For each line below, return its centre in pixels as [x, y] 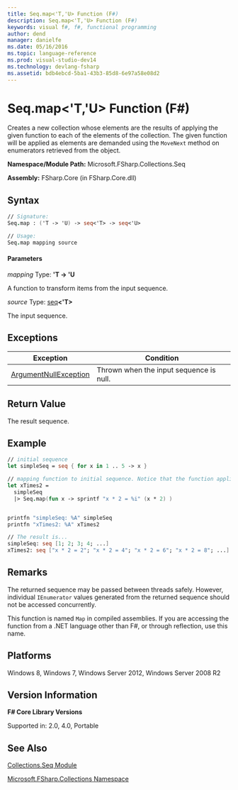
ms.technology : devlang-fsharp [53, 67]
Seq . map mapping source [42, 243]
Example [27, 443]
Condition [162, 357]
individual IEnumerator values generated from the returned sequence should [119, 597]
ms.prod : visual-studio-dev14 [52, 60]
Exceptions [33, 338]
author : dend [27, 34]
